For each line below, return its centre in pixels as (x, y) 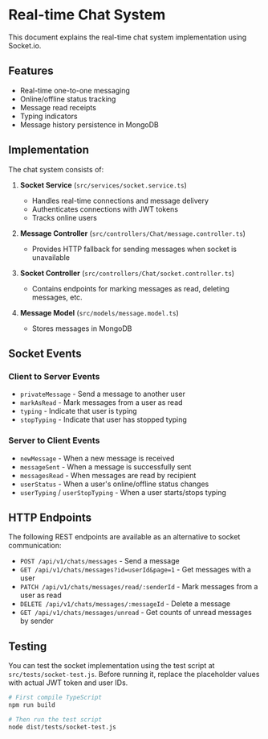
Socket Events (45, 353)
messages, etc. (57, 297)
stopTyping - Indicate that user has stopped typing (103, 419)
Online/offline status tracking (68, 99)
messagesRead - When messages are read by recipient (108, 475)
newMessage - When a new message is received (97, 458)
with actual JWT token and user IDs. (68, 683)
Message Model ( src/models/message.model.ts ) (99, 312)
